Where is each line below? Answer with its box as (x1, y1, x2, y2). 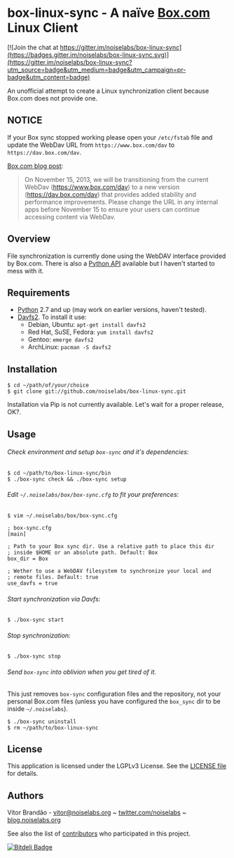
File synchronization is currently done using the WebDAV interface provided (7, 252, 226, 260)
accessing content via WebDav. (24, 212, 116, 221)
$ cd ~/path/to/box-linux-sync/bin (7, 469, 111, 476)
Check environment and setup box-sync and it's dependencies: (7, 448, 189, 456)
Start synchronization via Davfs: (7, 594, 101, 603)
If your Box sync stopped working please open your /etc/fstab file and (7, 133, 213, 141)
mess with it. (7, 266, 44, 275)
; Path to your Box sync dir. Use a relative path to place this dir (7, 542, 215, 550)
